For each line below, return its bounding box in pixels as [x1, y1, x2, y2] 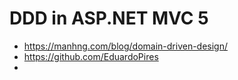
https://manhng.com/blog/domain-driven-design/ [23, 40, 229, 52]
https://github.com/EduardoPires [23, 50, 159, 62]
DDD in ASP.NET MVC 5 [9, 7, 209, 30]
